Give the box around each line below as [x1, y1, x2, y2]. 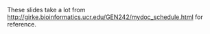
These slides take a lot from [7, 6, 86, 14]
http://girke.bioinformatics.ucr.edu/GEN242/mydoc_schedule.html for [7, 13, 204, 21]
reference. [7, 20, 36, 28]
